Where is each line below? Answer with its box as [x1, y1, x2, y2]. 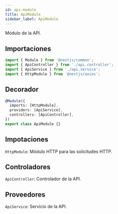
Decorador [5, 85, 39, 94]
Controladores [5, 162, 51, 171]
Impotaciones [5, 135, 48, 144]
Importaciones [5, 44, 51, 53]
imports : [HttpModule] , [9, 103, 58, 108]
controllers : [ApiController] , [9, 112, 74, 117]
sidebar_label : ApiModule [5, 16, 58, 21]
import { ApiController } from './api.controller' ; [5, 63, 114, 68]
